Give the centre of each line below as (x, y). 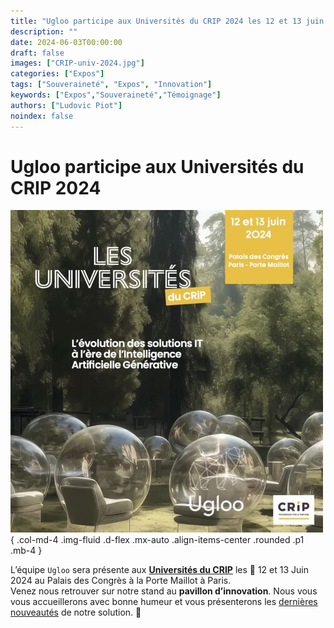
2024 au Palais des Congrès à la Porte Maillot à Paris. (121, 581)
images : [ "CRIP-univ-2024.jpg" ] (77, 63)
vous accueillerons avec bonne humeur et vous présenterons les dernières (164, 602)
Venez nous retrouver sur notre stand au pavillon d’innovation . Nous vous (164, 591)
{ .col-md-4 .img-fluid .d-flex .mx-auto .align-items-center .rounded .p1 (157, 540)
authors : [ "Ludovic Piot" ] (66, 105)
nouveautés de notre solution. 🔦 (76, 612)
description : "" (44, 31)
